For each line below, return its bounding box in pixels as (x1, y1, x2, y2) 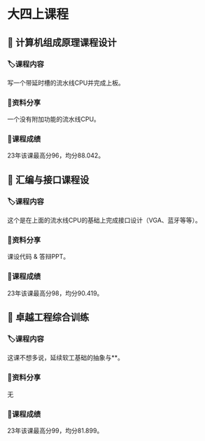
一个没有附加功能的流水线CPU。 (7, 115, 100, 123)
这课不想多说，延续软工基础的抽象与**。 (7, 353, 125, 362)
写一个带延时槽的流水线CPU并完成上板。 (7, 78, 125, 87)
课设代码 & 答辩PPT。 (7, 253, 70, 261)
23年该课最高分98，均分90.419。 (7, 288, 104, 297)
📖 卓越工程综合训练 (7, 311, 90, 323)
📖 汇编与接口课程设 (7, 174, 90, 185)
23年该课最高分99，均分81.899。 (7, 426, 104, 435)
